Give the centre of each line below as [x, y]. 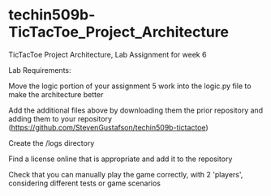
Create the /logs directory [52, 143]
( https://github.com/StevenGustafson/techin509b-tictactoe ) [108, 127]
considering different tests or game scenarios [84, 183]
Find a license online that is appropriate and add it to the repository [120, 159]
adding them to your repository [60, 118]
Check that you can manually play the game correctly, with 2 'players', [126, 174]
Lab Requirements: [40, 70]
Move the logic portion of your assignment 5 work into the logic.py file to [130, 86]
